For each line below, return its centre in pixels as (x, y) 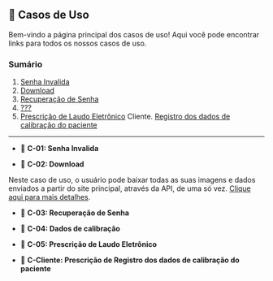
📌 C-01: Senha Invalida (59, 149)
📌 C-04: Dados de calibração (70, 229)
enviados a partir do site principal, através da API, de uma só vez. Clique (130, 188)
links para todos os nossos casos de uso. (78, 43)
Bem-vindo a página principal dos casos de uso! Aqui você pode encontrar (134, 34)
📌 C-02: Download (52, 164)
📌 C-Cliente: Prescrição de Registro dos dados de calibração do (130, 260)
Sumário (26, 64)
